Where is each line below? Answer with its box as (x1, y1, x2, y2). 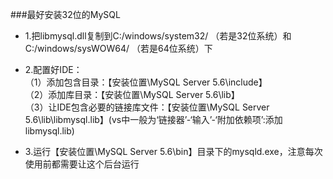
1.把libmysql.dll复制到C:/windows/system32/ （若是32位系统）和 (24, 30, 292, 42)
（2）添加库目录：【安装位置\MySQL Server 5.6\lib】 (24, 89, 240, 100)
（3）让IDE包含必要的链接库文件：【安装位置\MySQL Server (24, 101, 270, 113)
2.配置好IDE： (24, 64, 83, 75)
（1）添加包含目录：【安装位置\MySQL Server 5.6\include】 (24, 76, 268, 88)
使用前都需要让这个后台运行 (24, 158, 140, 170)
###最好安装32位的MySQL (10, 9, 121, 20)
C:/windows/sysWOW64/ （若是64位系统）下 (24, 43, 213, 54)
